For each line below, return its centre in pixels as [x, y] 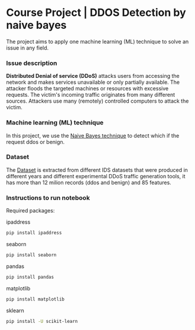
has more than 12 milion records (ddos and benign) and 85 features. [89, 182]
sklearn [15, 311]
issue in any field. [27, 48]
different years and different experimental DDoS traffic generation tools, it [96, 176]
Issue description [32, 63]
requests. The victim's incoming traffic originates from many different [91, 95]
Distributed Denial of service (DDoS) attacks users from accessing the [93, 76]
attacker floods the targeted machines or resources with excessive [87, 89]
